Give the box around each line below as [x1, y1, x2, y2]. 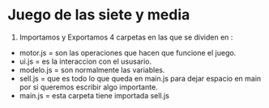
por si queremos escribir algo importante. [19, 82, 159, 92]
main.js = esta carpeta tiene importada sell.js [19, 90, 169, 100]
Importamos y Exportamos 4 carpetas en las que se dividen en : [19, 32, 233, 42]
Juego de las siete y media [7, 6, 190, 24]
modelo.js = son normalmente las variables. [19, 64, 165, 74]
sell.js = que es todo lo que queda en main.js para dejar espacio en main [19, 73, 262, 83]
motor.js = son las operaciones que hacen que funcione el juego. [19, 48, 237, 57]
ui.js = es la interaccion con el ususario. [19, 56, 152, 66]
